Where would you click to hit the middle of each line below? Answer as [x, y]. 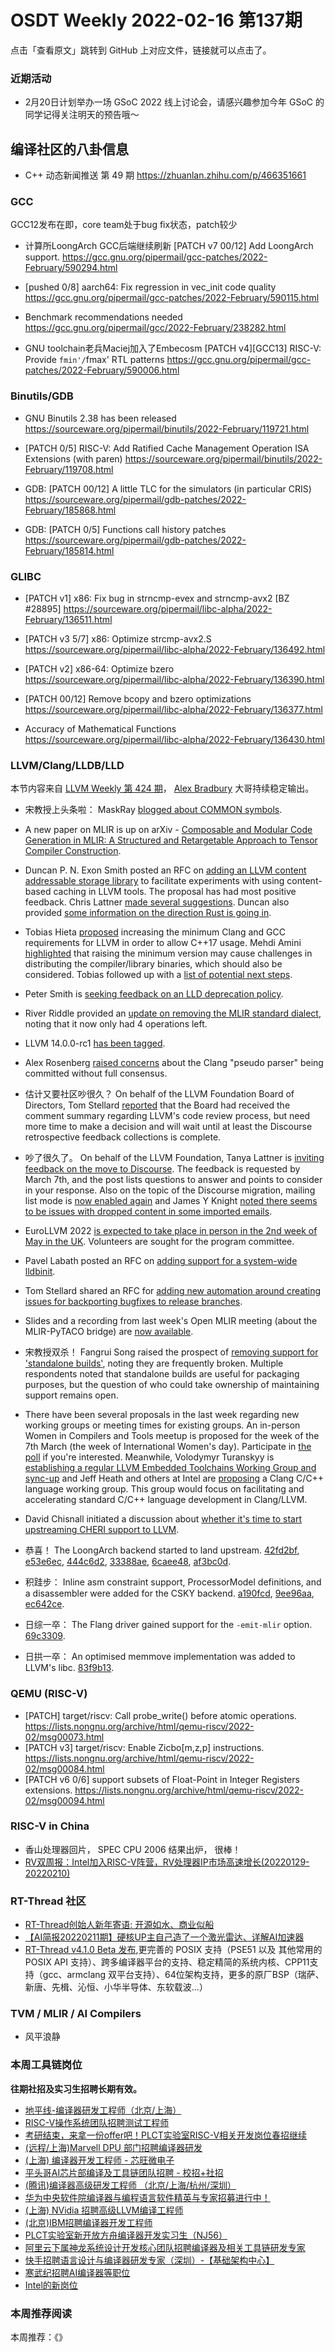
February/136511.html [68, 619]
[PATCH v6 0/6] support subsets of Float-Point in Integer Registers [162, 1779]
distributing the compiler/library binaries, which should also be [153, 964]
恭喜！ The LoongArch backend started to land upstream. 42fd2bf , [162, 1550]
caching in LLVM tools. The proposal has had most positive [175, 892]
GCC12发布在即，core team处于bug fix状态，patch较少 [124, 225]
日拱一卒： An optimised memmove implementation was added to [160, 1657]
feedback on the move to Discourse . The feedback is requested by [162, 1169]
